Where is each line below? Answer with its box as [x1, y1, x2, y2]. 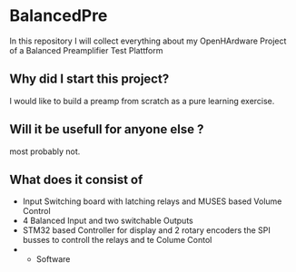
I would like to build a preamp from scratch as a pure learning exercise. [9, 95, 275, 106]
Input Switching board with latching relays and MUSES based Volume [22, 196, 282, 207]
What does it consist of [9, 171, 143, 187]
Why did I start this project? [9, 72, 170, 87]
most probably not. [9, 146, 81, 157]
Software [35, 254, 71, 265]
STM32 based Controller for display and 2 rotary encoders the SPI [22, 225, 271, 236]
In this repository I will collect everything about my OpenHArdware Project [9, 35, 287, 46]
